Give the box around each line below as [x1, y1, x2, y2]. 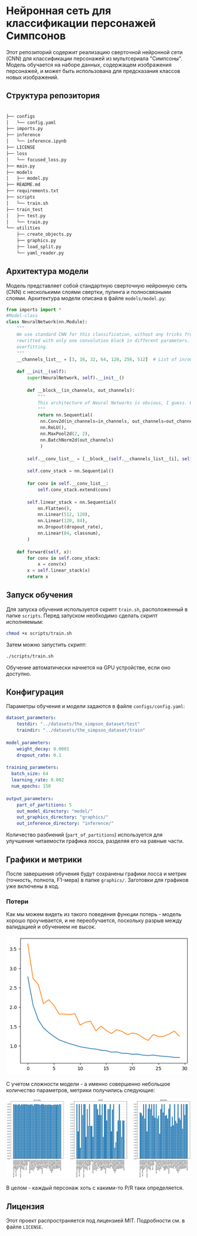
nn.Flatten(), [37, 505, 72, 511]
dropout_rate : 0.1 [16, 752, 62, 758]
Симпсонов [6, 29, 66, 42]
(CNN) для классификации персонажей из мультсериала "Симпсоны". [6, 55, 183, 62]
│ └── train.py [6, 219, 49, 225]
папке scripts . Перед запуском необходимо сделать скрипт [6, 612, 158, 619]
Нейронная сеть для [6, 4, 111, 18]
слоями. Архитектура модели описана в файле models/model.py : [6, 295, 167, 302]
